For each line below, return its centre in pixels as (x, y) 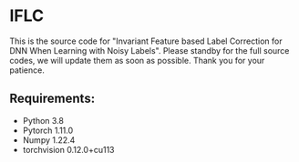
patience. (27, 70)
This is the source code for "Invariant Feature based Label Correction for (146, 41)
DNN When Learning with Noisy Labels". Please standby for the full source (149, 50)
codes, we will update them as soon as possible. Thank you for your (137, 60)
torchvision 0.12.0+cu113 (69, 149)
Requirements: (52, 99)
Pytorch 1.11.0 (48, 130)
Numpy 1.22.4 (49, 140)
